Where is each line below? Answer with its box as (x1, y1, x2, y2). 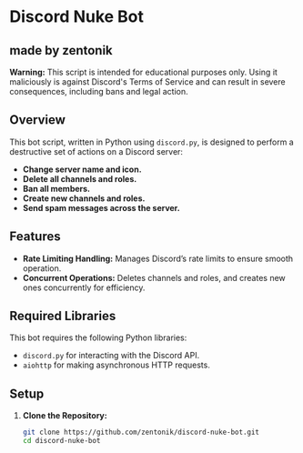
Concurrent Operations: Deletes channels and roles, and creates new (22, 272, 287, 283)
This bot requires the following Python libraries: (9, 332, 187, 343)
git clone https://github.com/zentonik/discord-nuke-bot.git (22, 428, 260, 438)
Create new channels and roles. (22, 193, 146, 204)
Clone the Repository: (22, 410, 107, 421)
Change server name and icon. (22, 164, 143, 175)
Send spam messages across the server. (22, 202, 180, 213)
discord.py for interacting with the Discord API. (22, 350, 200, 361)
